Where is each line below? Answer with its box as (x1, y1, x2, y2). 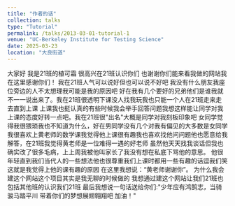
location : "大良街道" (7, 50, 66, 57)
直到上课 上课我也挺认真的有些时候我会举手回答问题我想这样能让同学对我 (13, 104, 224, 112)
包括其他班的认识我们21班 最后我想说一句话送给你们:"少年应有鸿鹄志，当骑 (7, 182, 222, 191)
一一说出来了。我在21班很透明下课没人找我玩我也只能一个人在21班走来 (13, 95, 216, 103)
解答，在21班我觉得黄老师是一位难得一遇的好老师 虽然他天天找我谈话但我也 (7, 139, 224, 147)
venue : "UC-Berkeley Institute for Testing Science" (7, 36, 164, 43)
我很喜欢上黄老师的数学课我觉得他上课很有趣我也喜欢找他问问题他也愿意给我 (7, 130, 228, 138)
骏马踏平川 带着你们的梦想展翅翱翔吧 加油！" (7, 191, 136, 200)
